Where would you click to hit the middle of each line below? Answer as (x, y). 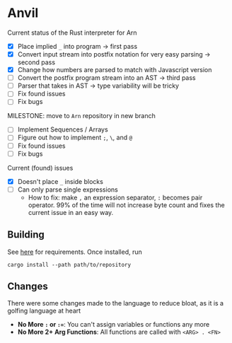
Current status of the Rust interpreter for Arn (72, 33)
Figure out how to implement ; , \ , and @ (75, 138)
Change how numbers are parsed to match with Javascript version (115, 70)
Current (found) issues (40, 168)
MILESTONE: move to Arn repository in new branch (81, 116)
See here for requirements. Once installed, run (75, 252)
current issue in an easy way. (71, 212)
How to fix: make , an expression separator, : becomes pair (115, 197)
